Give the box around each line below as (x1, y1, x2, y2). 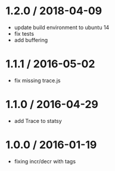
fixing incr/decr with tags (14, 157, 76, 164)
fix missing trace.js (14, 77, 61, 84)
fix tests (14, 30, 34, 37)
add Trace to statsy (14, 117, 62, 124)
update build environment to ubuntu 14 (14, 24, 110, 31)
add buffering (14, 36, 48, 43)
